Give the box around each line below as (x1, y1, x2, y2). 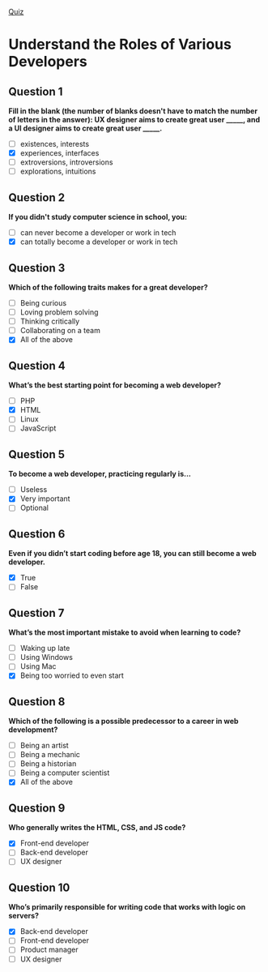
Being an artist (19, 741, 69, 751)
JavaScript (19, 423, 57, 433)
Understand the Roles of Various (8, 36, 232, 54)
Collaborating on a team (19, 326, 101, 336)
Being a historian (19, 759, 77, 769)
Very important (19, 494, 70, 503)
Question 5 (8, 447, 66, 461)
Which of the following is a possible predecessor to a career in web (8, 717, 239, 726)
